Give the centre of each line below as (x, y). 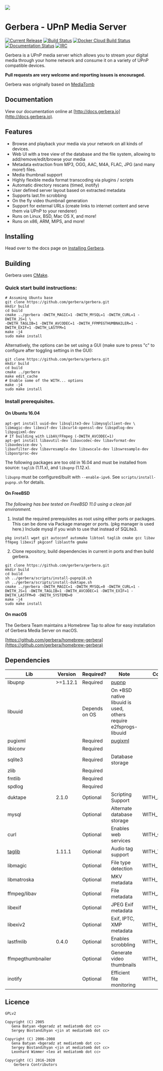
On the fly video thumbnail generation (50, 200)
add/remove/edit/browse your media (49, 159)
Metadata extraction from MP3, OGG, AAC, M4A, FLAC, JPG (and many (83, 164)
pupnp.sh (14, 482)
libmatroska (21, 880)
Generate (122, 953)
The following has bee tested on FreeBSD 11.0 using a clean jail (68, 504)
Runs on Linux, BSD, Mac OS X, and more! (54, 216)
